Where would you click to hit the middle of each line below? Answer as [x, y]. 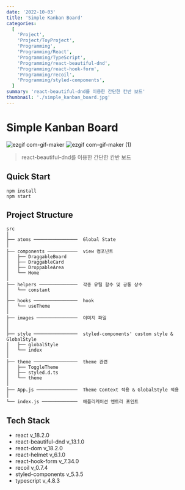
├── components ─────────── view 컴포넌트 [60, 251]
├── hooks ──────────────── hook [50, 301]
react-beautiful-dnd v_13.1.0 [50, 442]
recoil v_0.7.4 [31, 468]
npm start [19, 196]
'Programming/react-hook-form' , [58, 69]
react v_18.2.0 [32, 436]
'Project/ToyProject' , [46, 40]
